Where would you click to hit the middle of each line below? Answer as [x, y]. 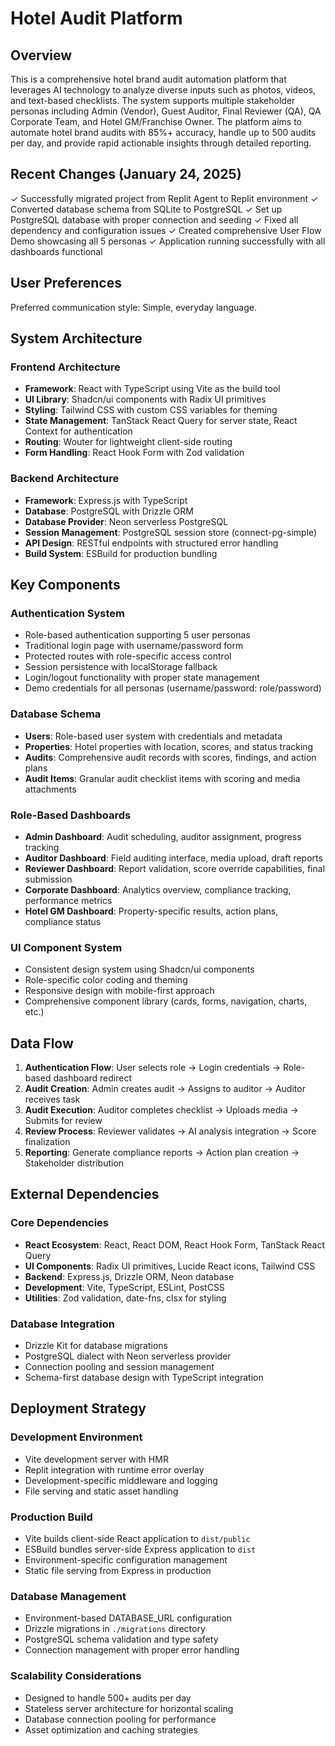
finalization [47, 1141]
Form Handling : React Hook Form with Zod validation [134, 453]
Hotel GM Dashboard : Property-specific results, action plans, [151, 911]
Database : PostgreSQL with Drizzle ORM [109, 511]
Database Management [68, 1596]
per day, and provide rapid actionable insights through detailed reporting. [161, 143]
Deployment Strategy [78, 1408]
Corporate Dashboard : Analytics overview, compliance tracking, [158, 889]
